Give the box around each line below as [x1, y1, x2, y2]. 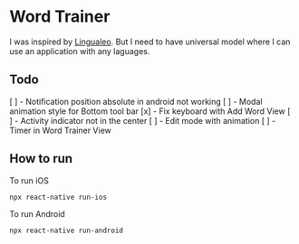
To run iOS [9, 174, 50, 186]
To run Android [9, 209, 65, 220]
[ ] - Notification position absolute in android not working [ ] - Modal [9, 96, 263, 107]
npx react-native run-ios [9, 192, 107, 202]
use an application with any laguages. [9, 45, 150, 56]
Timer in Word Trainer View [9, 125, 111, 136]
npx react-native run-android [9, 226, 124, 236]
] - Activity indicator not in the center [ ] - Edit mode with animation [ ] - [9, 115, 276, 126]
